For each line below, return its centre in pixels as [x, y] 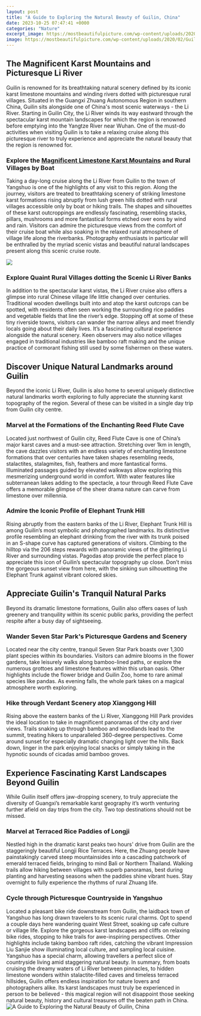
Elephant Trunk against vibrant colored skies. [62, 575]
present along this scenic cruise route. [54, 251]
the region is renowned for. [39, 145]
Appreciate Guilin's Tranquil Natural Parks [86, 594]
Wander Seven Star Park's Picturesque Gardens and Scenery [97, 636]
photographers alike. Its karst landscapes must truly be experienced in [93, 987]
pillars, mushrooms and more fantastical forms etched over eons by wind [96, 219]
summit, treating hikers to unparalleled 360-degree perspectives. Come [95, 735]
